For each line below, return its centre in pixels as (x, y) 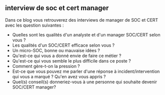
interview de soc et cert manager (57, 8)
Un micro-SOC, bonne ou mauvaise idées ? (56, 50)
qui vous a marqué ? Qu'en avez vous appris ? (59, 76)
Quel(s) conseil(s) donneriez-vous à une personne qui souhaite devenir (84, 82)
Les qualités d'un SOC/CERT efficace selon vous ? (63, 45)
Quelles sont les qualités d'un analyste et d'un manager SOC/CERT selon (86, 34)
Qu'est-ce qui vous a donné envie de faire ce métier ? (67, 56)
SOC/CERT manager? (34, 87)
